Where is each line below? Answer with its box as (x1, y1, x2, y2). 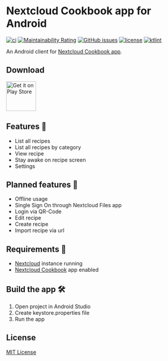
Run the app (14, 316, 45, 322)
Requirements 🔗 (6, 244, 66, 254)
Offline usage (14, 195, 48, 202)
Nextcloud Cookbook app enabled (14, 266, 99, 274)
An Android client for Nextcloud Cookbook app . (6, 47, 122, 55)
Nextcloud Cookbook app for (6, 4, 151, 18)
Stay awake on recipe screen (14, 156, 86, 163)
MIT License (6, 349, 37, 356)
